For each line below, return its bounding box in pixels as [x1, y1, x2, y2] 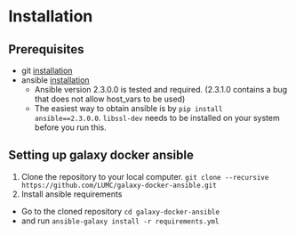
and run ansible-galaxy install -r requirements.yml [20, 215, 220, 226]
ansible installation [20, 75, 90, 85]
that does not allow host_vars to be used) [34, 93, 186, 104]
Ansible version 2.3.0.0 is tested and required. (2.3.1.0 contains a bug [34, 85, 288, 94]
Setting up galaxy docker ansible [8, 148, 195, 163]
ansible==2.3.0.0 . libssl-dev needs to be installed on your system [34, 113, 281, 123]
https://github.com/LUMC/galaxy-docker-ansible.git [20, 181, 217, 190]
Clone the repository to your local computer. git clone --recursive [20, 171, 269, 182]
